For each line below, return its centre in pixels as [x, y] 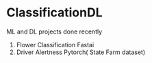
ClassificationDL [54, 13]
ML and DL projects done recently [54, 32]
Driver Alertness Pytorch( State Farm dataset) [80, 52]
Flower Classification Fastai [55, 45]
